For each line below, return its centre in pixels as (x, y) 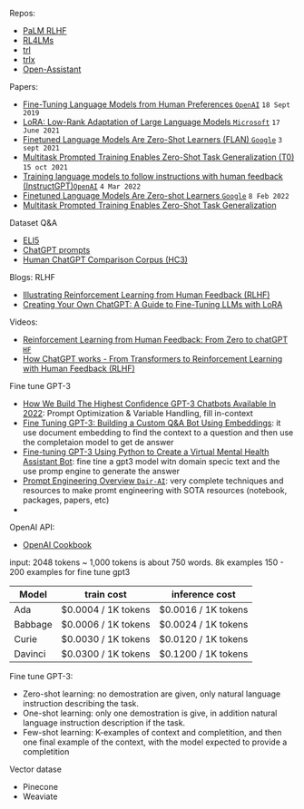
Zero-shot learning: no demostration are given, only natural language (152, 694)
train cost (106, 595)
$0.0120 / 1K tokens (203, 639)
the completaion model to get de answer (98, 442)
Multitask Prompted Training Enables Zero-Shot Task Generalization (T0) (158, 157)
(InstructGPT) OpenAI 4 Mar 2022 (82, 186)
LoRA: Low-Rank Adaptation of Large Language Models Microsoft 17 (151, 122)
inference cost (203, 595)
